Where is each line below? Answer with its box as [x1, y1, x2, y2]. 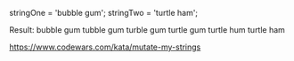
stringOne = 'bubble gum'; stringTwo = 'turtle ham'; [9, 8, 199, 18]
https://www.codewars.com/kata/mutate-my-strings [9, 42, 201, 52]
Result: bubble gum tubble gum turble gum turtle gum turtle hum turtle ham [9, 25, 285, 34]
